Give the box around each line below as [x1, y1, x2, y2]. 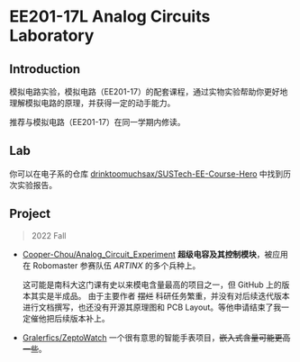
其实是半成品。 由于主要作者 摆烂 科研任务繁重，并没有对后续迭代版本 [30, 290, 290, 301]
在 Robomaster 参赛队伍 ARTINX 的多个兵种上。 [22, 259, 201, 271]
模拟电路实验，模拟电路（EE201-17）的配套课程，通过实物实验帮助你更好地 [9, 86, 288, 96]
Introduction [9, 61, 81, 77]
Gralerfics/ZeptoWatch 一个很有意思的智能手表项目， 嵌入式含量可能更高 [22, 331, 291, 343]
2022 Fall [31, 230, 67, 240]
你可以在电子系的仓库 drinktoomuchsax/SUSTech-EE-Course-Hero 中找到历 [9, 168, 291, 179]
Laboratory [9, 25, 95, 46]
